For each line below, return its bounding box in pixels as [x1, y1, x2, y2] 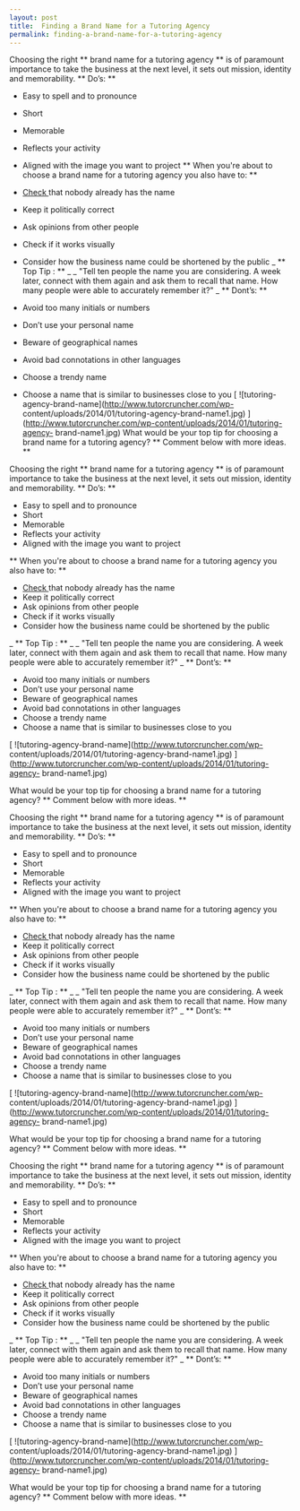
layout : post [9, 13, 58, 22]
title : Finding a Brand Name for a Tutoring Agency [9, 22, 210, 30]
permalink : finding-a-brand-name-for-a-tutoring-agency [9, 30, 222, 39]
